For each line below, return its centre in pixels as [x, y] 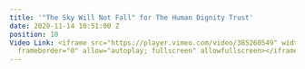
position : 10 [34, 34]
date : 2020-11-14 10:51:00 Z [64, 26]
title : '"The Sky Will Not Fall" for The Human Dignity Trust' [132, 17]
